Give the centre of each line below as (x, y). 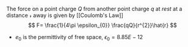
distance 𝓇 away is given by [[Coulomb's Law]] (65, 15)
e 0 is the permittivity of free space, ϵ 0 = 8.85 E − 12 (79, 38)
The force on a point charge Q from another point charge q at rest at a (94, 9)
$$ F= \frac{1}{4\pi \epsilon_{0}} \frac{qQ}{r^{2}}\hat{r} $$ (103, 25)
